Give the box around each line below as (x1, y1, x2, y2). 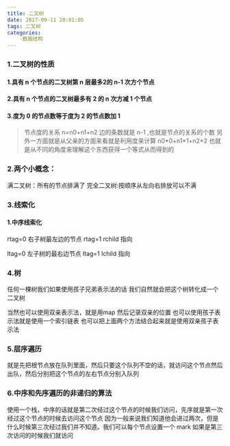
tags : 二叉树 (7, 23, 41, 30)
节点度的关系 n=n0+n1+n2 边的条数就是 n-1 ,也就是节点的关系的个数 (23, 128, 216, 137)
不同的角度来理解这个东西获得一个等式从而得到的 (36, 145, 175, 154)
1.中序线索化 (7, 218, 42, 226)
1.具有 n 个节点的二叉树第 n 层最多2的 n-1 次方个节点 (7, 78, 155, 86)
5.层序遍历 (7, 344, 42, 354)
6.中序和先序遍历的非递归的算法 (7, 388, 112, 398)
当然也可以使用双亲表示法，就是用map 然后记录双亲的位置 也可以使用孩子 (7, 308, 215, 316)
